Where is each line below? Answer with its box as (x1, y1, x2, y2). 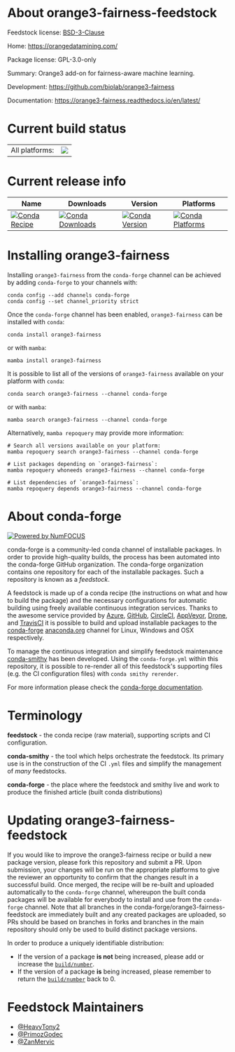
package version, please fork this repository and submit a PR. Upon (7, 858, 202, 866)
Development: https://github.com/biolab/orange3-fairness (7, 82, 175, 91)
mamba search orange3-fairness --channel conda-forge (7, 416, 168, 423)
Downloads (67, 199, 107, 208)
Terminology (7, 707, 83, 724)
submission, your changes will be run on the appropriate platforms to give (7, 865, 220, 874)
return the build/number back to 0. (17, 974, 116, 983)
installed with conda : (7, 317, 65, 326)
